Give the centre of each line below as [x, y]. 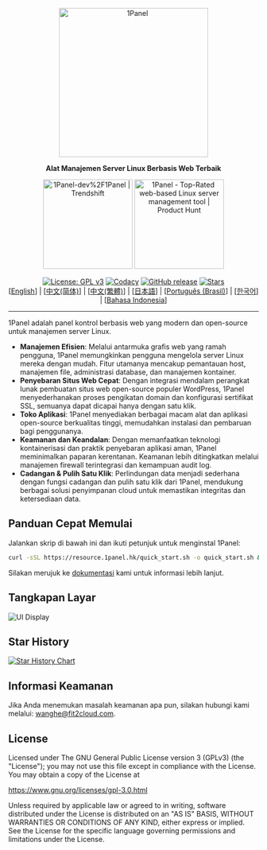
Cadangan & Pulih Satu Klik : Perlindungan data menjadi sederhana [130, 474]
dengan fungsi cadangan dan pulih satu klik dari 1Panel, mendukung [132, 482]
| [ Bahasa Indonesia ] [133, 300]
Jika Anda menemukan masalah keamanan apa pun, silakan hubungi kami [129, 705]
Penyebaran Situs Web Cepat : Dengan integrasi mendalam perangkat [135, 380]
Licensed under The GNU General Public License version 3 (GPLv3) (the [126, 757]
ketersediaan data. [50, 499]
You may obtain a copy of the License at [74, 774]
